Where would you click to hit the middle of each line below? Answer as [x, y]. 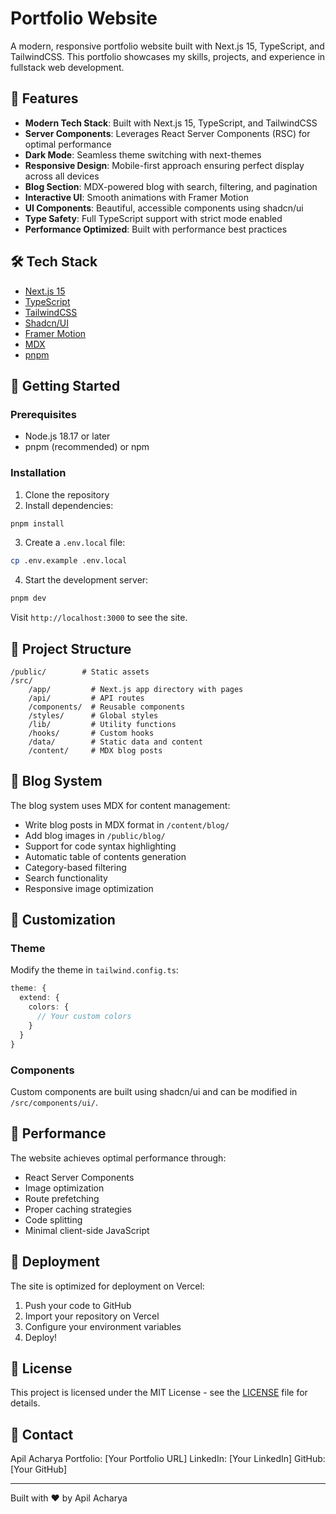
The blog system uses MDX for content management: [120, 805]
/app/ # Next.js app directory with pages [136, 689]
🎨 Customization [63, 920]
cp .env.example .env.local [69, 561]
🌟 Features [44, 98]
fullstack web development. [67, 67]
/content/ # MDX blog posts [95, 750]
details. [25, 1403]
